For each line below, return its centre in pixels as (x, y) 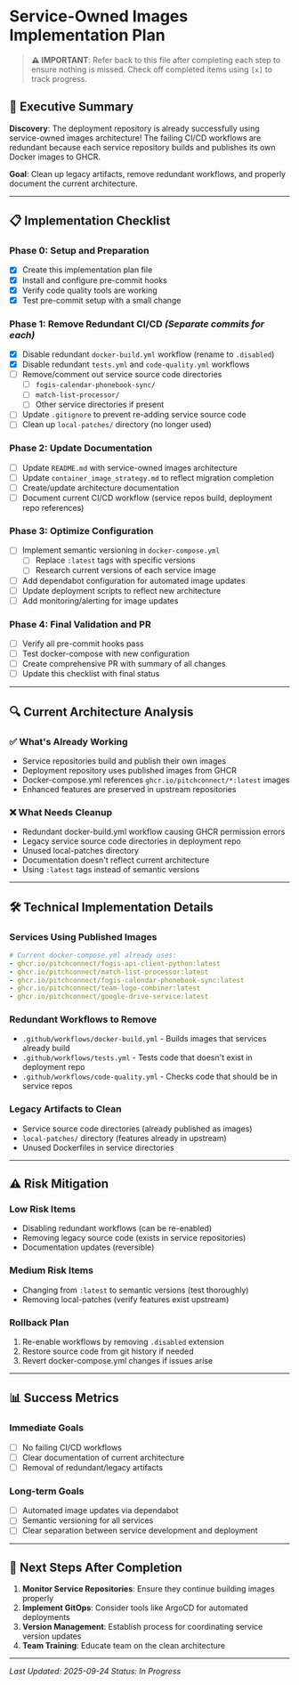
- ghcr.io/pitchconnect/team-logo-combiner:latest (105, 988)
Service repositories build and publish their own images (124, 761)
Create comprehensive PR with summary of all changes (124, 664)
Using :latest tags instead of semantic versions (111, 870)
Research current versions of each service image (125, 571)
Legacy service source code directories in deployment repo (132, 841)
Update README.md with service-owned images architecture (130, 467)
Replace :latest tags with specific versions (115, 560)
